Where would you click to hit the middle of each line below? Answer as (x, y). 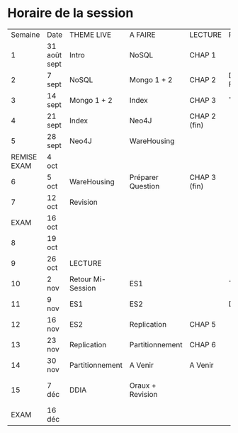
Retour (81, 279)
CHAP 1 (203, 55)
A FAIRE (142, 35)
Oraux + (143, 386)
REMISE (24, 157)
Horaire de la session (70, 13)
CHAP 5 (203, 324)
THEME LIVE (91, 35)
